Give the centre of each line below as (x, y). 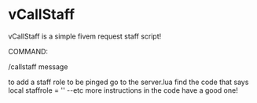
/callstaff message (38, 66)
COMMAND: (28, 51)
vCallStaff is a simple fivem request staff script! (85, 36)
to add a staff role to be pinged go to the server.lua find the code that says (128, 82)
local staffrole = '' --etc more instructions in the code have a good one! (123, 90)
